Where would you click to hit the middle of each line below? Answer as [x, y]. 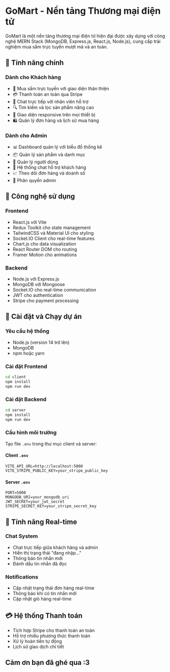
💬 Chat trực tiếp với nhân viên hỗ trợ [51, 102]
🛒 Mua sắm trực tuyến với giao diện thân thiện [61, 88]
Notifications [22, 577]
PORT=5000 [16, 493]
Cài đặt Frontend [26, 366]
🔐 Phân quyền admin [34, 180]
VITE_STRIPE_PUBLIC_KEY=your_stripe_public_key [57, 470]
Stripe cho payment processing [46, 301]
